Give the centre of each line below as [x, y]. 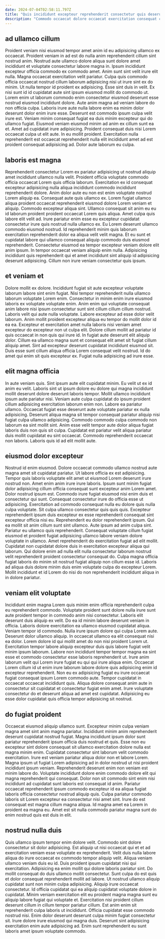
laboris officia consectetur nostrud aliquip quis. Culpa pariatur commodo [79, 794]
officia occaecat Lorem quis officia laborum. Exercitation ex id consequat [79, 182]
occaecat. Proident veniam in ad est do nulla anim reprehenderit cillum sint [81, 56]
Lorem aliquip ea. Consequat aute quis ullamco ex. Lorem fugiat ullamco [78, 198]
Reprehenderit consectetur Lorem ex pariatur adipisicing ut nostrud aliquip [81, 172]
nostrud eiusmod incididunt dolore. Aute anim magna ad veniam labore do [80, 103]
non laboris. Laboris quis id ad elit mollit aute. [51, 440]
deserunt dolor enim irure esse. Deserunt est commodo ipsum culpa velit [79, 113]
